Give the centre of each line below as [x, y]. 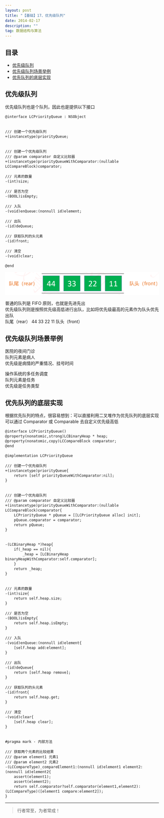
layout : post [18, 10]
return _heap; [28, 569]
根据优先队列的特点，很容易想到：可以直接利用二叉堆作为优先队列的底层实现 [82, 416]
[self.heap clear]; [34, 722]
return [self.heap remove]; [42, 673]
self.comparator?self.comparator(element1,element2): [85, 787]
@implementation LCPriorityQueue [39, 456]
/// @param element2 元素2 [32, 762]
